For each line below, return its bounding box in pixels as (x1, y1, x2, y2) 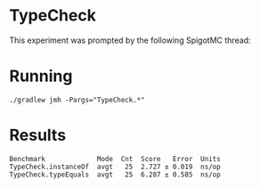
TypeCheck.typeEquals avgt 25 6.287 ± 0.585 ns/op (9, 170, 221, 179)
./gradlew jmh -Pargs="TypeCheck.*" (9, 95, 145, 104)
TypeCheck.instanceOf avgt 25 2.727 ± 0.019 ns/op (9, 162, 221, 171)
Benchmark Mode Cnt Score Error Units (9, 154, 221, 163)
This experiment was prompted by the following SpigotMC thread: (9, 35, 251, 45)
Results (9, 126, 67, 145)
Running (9, 66, 73, 86)
